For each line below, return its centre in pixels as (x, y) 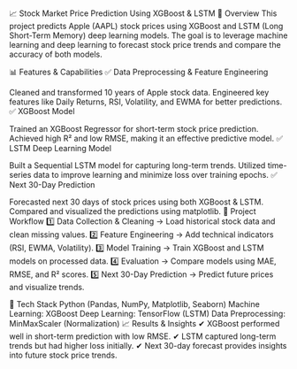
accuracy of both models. (56, 54)
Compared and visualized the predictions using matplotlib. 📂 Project (133, 211)
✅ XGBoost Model (42, 111)
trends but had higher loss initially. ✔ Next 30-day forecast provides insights (148, 346)
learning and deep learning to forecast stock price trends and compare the (145, 45)
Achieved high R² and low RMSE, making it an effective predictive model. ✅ (146, 138)
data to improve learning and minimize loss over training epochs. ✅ (156, 175)
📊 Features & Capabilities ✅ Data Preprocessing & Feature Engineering (139, 72)
